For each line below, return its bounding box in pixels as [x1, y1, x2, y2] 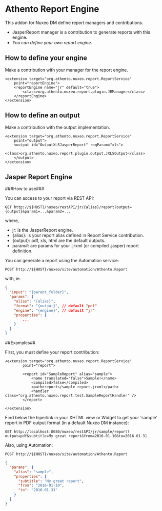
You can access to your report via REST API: [5, 195, 94, 201]
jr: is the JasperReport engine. [12, 227, 73, 233]
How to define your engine [5, 54, 87, 62]
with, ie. [5, 276, 21, 282]
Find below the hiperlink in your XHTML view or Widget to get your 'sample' [5, 415, 158, 420]
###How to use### [5, 186, 44, 192]
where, [5, 217, 20, 224]
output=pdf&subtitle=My [5, 433, 54, 438]
